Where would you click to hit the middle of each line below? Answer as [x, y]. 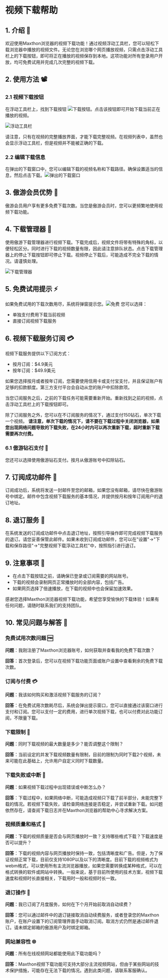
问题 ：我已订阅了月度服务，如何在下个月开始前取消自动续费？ [69, 904]
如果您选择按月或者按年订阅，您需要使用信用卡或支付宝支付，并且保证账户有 [84, 381]
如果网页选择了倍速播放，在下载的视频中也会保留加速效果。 [74, 588]
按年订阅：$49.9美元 [34, 370]
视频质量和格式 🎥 [25, 824]
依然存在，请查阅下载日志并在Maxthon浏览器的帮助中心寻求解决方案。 [78, 810]
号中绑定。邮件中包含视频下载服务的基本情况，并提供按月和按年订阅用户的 [82, 496]
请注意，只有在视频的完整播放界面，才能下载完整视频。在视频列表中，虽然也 [84, 136]
